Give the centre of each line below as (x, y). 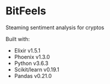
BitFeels (26, 11)
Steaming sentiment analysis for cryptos (55, 27)
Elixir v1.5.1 (27, 50)
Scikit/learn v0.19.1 (37, 69)
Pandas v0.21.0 (33, 76)
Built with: (18, 39)
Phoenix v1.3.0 (32, 57)
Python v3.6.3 (31, 63)
